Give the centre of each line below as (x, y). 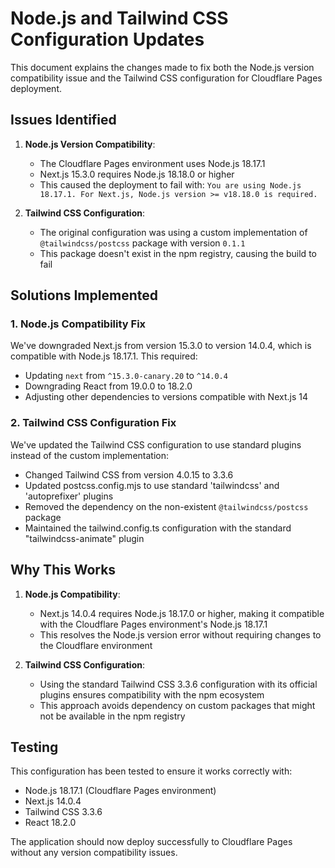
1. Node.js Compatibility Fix (78, 324)
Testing (34, 747)
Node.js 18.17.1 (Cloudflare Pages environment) (120, 791)
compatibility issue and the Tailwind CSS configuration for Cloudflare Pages (166, 78)
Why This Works (63, 570)
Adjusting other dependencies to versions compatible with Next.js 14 (166, 397)
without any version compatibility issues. (94, 853)
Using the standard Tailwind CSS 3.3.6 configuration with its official (178, 684)
